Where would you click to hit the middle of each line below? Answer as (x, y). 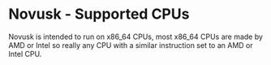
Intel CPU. (25, 54)
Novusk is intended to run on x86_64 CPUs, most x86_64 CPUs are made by (136, 37)
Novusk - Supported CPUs (99, 14)
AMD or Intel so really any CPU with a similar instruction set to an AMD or (131, 45)
